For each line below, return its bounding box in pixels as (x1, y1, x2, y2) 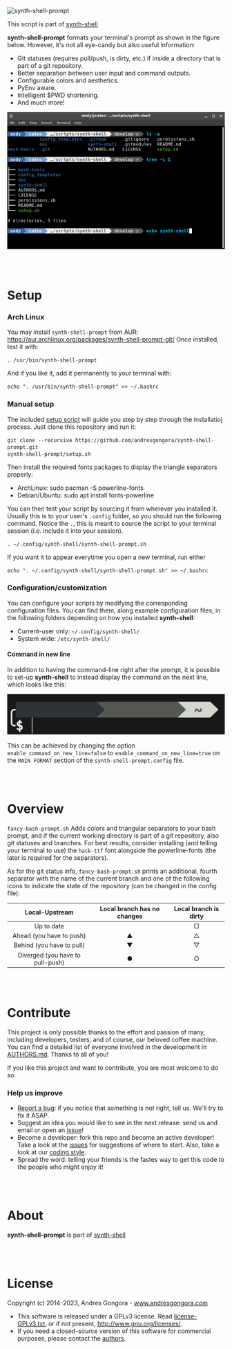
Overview (7, 801, 64, 817)
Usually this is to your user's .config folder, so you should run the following (7, 511, 222, 520)
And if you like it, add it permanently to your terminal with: (7, 369, 172, 378)
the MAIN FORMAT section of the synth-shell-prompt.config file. (7, 756, 184, 765)
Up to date (34, 922, 64, 930)
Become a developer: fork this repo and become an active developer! (17, 1134, 215, 1142)
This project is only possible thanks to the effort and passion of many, (7, 1028, 206, 1036)
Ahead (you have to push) (12, 932, 86, 940)
